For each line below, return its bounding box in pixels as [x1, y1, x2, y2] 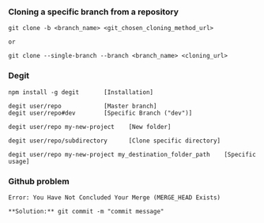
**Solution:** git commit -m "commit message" [8, 207, 164, 215]
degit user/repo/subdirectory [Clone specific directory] [8, 137, 221, 145]
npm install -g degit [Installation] [8, 88, 154, 96]
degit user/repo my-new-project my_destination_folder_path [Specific [8, 150, 257, 158]
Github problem [8, 176, 70, 187]
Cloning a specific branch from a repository [8, 6, 179, 17]
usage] [8, 157, 30, 165]
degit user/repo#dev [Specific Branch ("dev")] [8, 109, 193, 117]
